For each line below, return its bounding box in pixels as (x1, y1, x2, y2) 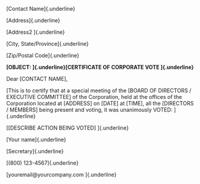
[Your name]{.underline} (6, 136, 66, 143)
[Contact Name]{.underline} (6, 5, 75, 12)
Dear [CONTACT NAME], (6, 75, 68, 82)
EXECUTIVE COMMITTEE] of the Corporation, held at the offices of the (6, 94, 183, 100)
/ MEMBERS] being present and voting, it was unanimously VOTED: (6, 106, 173, 113)
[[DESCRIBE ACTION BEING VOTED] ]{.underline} (6, 124, 129, 132)
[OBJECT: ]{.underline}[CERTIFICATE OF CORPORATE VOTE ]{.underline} (6, 63, 194, 71)
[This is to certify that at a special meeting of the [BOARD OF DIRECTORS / (6, 87, 192, 94)
